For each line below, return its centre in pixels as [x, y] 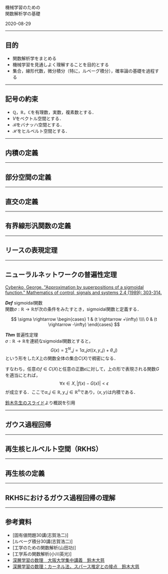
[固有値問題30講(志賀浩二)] [40, 535]
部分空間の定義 [28, 177]
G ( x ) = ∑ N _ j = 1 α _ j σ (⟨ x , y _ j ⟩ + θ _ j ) [84, 350]
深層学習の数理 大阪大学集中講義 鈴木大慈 [58, 560]
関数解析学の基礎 [23, 14]
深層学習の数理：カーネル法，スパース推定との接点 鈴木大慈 [76, 566]
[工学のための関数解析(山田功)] [44, 547]
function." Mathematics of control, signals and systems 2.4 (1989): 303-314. [83, 293]
